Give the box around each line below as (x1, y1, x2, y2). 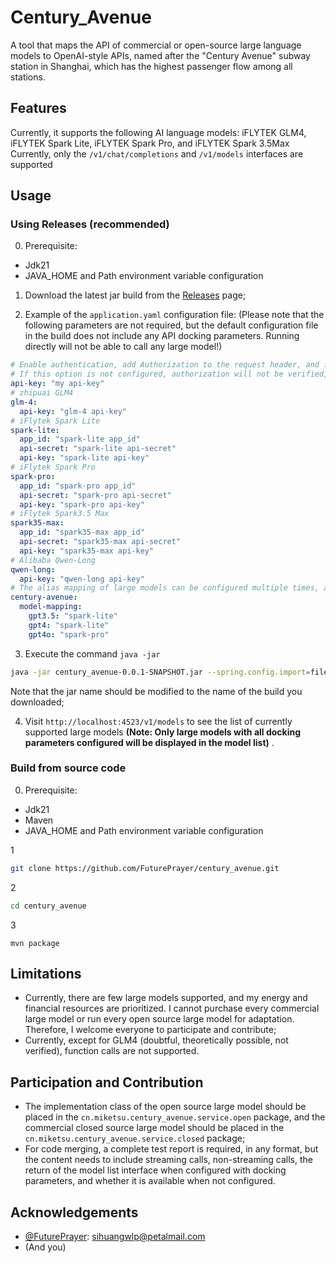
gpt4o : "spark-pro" (28, 629, 110, 640)
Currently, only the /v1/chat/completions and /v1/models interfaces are (10, 147, 304, 160)
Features (10, 100, 67, 117)
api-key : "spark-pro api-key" (19, 499, 145, 510)
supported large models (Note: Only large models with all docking (24, 726, 302, 738)
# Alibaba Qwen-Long (10, 555, 97, 565)
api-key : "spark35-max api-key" (19, 546, 155, 556)
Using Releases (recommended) (10, 217, 170, 231)
